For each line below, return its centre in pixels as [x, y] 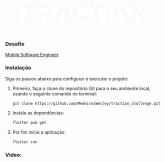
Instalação [18, 68]
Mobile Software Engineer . [32, 55]
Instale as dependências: [38, 113]
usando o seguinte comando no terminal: [55, 93]
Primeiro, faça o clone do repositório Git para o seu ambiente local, [81, 88]
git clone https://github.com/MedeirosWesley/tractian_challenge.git [86, 103]
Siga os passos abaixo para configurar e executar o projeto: [67, 78]
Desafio [15, 43]
